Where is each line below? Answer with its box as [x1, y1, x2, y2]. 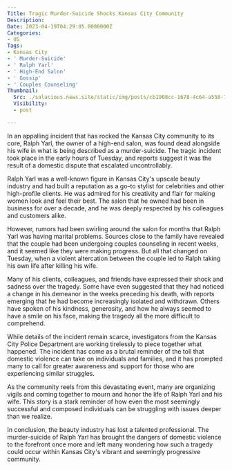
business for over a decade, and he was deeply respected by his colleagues [7, 204, 224, 212]
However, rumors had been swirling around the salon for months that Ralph [7, 224, 221, 233]
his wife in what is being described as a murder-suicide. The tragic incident [7, 146, 222, 154]
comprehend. [7, 319, 46, 327]
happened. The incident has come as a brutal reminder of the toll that [7, 347, 204, 355]
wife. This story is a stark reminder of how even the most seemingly [7, 397, 200, 406]
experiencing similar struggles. [7, 369, 95, 377]
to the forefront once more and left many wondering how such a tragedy [7, 440, 213, 449]
